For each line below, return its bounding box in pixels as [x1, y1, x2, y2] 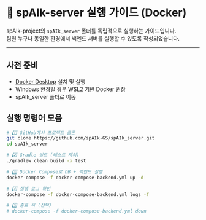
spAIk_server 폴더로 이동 [15, 93, 77, 100]
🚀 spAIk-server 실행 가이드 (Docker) [6, 6, 187, 20]
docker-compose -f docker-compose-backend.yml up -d [6, 175, 144, 181]
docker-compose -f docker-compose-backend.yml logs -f [6, 191, 150, 197]
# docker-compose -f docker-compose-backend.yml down [6, 208, 147, 214]
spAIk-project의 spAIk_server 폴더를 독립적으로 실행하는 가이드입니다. [6, 27, 177, 34]
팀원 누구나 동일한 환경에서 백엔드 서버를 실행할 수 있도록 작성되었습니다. [6, 34, 180, 42]
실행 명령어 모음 [6, 113, 63, 124]
